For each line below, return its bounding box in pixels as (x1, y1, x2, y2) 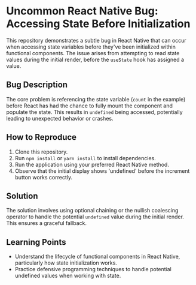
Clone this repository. (14, 148, 68, 155)
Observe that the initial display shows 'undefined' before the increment (14, 167, 190, 175)
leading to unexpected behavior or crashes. (6, 115, 114, 122)
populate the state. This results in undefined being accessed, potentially (6, 108, 183, 115)
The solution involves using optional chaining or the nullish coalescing (6, 207, 179, 214)
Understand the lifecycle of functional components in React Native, (14, 253, 180, 260)
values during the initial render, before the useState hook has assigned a (6, 56, 184, 63)
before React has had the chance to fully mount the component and (6, 102, 173, 109)
